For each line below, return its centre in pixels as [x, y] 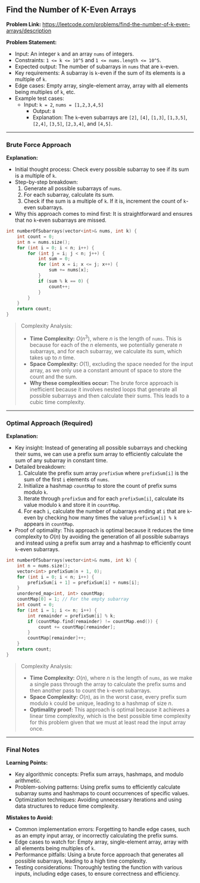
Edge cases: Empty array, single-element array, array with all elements [101, 85]
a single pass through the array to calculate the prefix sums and [108, 684]
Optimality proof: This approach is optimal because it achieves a [109, 709]
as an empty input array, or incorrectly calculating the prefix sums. [96, 836]
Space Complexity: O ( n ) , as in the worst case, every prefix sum [108, 696]
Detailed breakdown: [40, 467]
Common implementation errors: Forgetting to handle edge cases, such [102, 829]
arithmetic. [28, 781]
